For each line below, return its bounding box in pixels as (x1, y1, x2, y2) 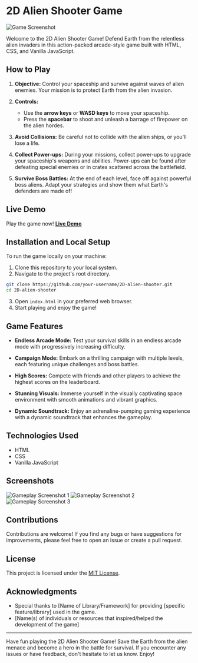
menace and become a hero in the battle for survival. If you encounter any (6, 644, 187, 651)
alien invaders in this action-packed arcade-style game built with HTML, (6, 41, 181, 48)
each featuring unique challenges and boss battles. (14, 360, 140, 367)
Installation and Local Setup (6, 237, 111, 247)
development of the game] (14, 621, 80, 628)
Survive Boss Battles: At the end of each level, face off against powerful (14, 175, 192, 182)
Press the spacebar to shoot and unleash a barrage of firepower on (23, 115, 188, 122)
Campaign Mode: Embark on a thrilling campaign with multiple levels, (14, 354, 184, 362)
